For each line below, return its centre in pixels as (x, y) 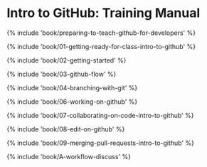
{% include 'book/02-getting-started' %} (67, 60)
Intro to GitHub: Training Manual (103, 13)
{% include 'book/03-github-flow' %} (62, 74)
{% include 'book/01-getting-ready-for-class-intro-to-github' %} (101, 46)
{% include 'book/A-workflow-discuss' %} (69, 156)
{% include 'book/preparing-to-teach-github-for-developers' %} (101, 33)
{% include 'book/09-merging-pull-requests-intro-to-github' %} (101, 143)
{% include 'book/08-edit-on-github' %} (66, 129)
